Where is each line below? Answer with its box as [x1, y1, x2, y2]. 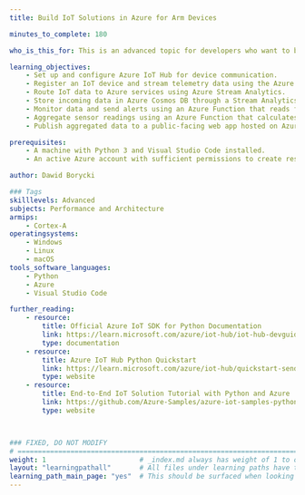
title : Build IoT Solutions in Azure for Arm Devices [9, 13, 218, 23]
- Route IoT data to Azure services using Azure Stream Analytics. [25, 88, 286, 97]
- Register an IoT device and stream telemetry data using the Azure [25, 79, 295, 89]
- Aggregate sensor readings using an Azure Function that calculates [25, 112, 299, 122]
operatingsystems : [9, 229, 79, 238]
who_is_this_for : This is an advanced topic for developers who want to [9, 46, 290, 55]
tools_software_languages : [9, 263, 112, 272]
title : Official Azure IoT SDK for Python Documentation [42, 322, 261, 331]
